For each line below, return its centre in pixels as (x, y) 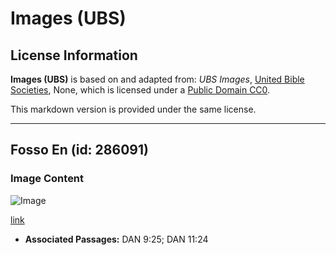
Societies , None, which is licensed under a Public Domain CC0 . (140, 90)
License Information (74, 55)
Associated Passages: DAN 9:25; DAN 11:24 (116, 239)
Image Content (47, 179)
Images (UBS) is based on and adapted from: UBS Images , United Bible (157, 79)
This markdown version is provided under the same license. (133, 109)
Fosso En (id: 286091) (79, 150)
